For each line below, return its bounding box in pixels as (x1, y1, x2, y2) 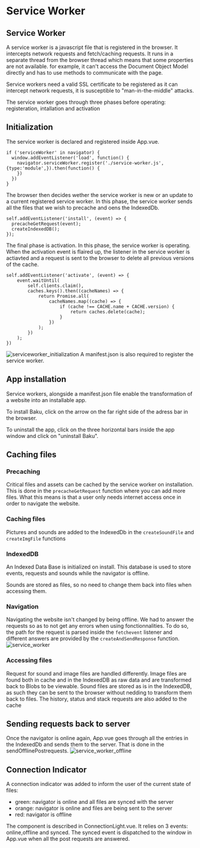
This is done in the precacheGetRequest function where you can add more (6, 488, 186, 495)
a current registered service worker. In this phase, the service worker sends (6, 198, 193, 205)
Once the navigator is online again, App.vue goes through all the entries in (6, 735, 189, 742)
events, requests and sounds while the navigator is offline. (6, 569, 150, 576)
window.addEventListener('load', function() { (11, 155, 130, 161)
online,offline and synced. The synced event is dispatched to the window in (6, 829, 192, 836)
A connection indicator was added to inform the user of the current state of (6, 781, 191, 788)
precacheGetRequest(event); (11, 221, 82, 227)
